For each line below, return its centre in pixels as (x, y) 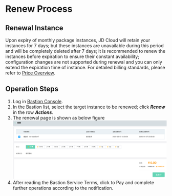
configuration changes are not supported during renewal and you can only (84, 62)
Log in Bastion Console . (38, 101)
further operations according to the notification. (63, 188)
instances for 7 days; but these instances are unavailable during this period (84, 46)
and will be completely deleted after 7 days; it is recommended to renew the (85, 51)
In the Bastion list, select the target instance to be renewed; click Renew (89, 107)
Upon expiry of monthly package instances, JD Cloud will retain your (78, 40)
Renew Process (39, 9)
